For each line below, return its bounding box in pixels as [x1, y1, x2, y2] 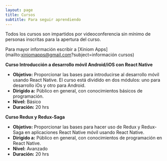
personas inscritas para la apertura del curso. [5, 36, 101, 42]
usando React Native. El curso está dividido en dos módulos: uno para [12, 77, 161, 83]
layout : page [5, 7, 33, 13]
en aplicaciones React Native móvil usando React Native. [25, 129, 145, 135]
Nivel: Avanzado [12, 146, 48, 152]
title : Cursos [5, 12, 36, 17]
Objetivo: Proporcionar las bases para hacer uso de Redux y [12, 124, 140, 130]
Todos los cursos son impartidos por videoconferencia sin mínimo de [5, 31, 151, 37]
